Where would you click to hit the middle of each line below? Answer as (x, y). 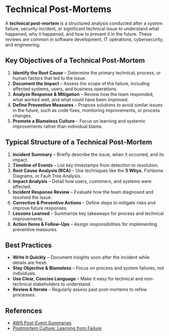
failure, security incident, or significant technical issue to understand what (82, 28)
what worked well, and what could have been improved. (70, 99)
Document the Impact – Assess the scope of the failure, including (81, 83)
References (24, 311)
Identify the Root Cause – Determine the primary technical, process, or (87, 73)
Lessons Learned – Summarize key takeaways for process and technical (88, 213)
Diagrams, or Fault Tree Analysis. (47, 176)
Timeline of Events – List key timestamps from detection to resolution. (86, 165)
